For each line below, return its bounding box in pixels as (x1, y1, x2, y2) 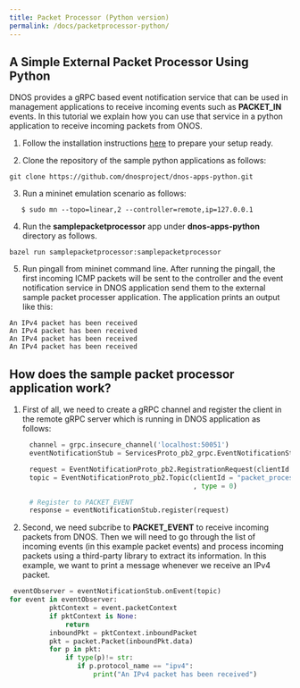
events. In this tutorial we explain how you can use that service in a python (9, 111, 284, 122)
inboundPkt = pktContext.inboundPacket (48, 628, 198, 637)
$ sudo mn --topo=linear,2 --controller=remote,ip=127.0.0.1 (21, 206, 254, 214)
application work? (9, 381, 112, 396)
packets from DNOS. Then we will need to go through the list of (21, 532, 256, 542)
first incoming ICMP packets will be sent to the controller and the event (21, 273, 284, 284)
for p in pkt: (48, 645, 102, 654)
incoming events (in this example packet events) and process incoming (21, 541, 284, 552)
